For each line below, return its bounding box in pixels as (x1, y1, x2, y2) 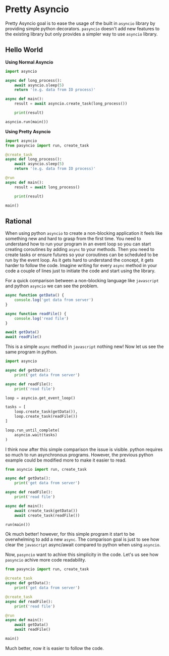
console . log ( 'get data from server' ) (14, 297, 94, 302)
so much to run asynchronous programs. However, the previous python (5, 451, 154, 458)
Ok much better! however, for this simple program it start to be (5, 531, 135, 537)
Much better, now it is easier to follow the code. (5, 645, 104, 651)
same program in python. (5, 349, 58, 355)
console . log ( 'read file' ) (14, 316, 69, 321)
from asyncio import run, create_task (5, 467, 87, 472)
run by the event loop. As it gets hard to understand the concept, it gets (5, 257, 154, 263)
